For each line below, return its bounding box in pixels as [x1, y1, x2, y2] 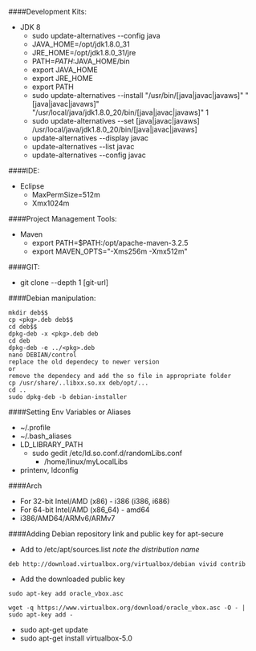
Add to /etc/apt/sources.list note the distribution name [19, 545, 200, 554]
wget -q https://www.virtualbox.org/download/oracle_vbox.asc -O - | [8, 604, 246, 612]
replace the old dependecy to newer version [8, 358, 160, 366]
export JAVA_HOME [31, 65, 98, 75]
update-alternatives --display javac [31, 133, 149, 143]
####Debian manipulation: [8, 293, 96, 303]
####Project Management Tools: [8, 214, 118, 223]
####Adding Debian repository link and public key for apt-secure [8, 529, 224, 539]
